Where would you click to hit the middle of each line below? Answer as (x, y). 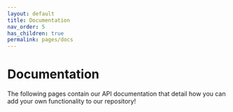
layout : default (31, 14)
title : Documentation (39, 20)
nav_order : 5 (26, 27)
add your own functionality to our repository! (72, 101)
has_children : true (36, 33)
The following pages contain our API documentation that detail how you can (116, 94)
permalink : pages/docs (40, 40)
